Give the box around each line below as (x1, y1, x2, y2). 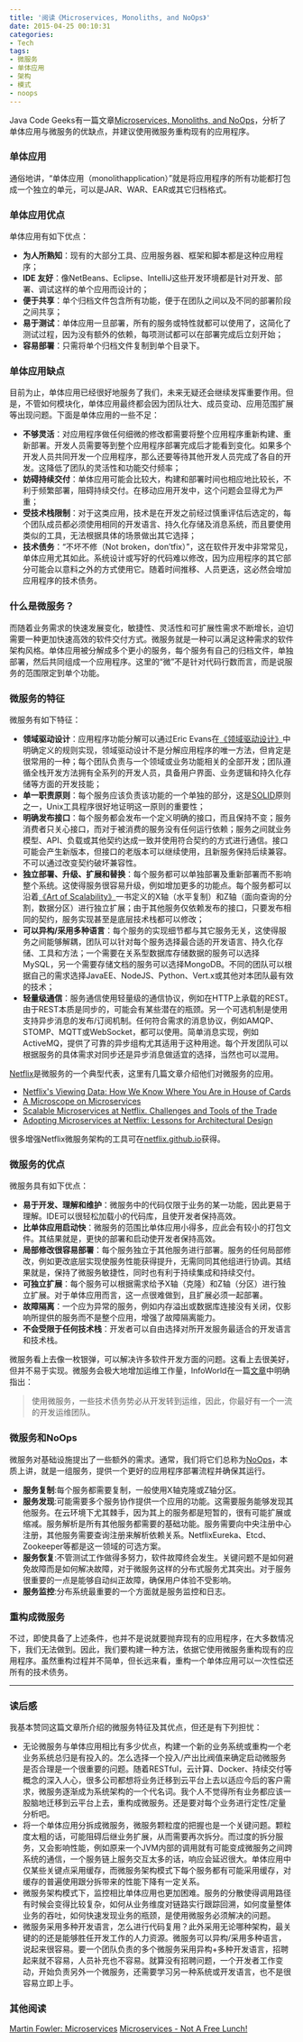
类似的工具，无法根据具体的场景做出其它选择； (22, 530, 197, 541)
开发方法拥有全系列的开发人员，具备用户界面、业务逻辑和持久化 (46, 767, 284, 778)
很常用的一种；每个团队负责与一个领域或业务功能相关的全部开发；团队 (22, 755, 284, 766)
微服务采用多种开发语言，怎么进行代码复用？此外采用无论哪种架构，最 (22, 1921, 284, 1932)
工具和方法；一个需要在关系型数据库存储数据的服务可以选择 (38, 948, 260, 958)
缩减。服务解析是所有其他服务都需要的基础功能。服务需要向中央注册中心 (22, 1518, 291, 1529)
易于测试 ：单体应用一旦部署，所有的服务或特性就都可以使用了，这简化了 (22, 317, 291, 329)
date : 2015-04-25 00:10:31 (9, 22, 111, 31)
